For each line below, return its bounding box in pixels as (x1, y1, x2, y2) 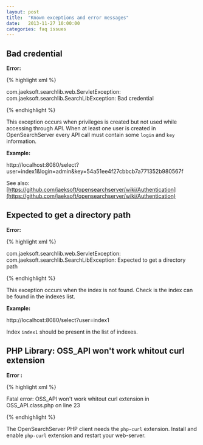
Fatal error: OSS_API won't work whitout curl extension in (6, 395, 150, 402)
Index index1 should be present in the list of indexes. (6, 328, 138, 335)
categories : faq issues (6, 26, 67, 32)
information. (6, 138, 37, 145)
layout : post (6, 9, 40, 15)
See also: (6, 180, 30, 187)
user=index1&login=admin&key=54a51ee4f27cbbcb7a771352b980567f (6, 168, 184, 175)
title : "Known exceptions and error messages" (6, 15, 129, 21)
